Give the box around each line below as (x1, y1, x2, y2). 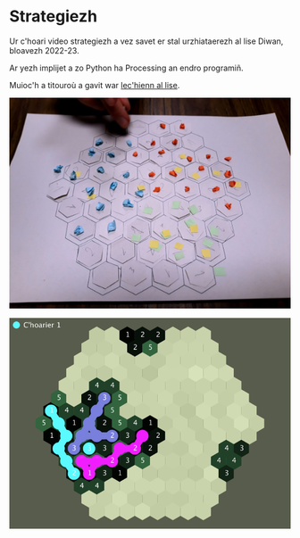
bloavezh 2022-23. (9, 45, 79, 55)
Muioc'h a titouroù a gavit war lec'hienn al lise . (9, 79, 180, 90)
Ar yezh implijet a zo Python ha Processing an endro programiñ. (9, 62, 244, 73)
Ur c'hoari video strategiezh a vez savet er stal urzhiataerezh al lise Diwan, (9, 36, 284, 46)
